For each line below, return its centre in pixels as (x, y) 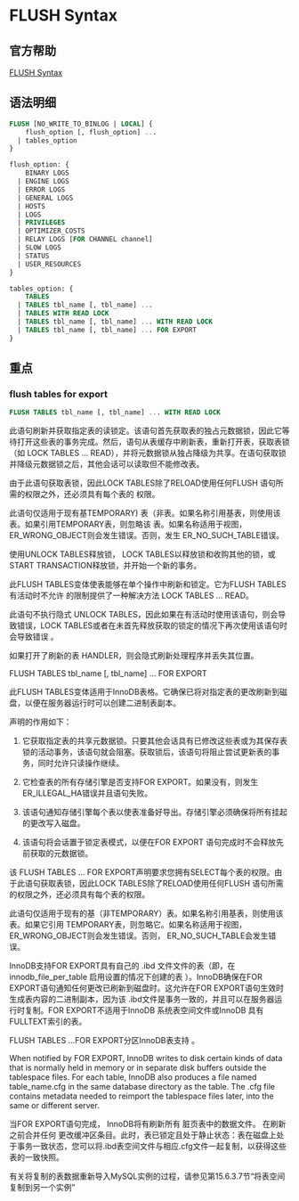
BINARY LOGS (47, 173)
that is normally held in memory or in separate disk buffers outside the (138, 1068)
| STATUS (33, 256)
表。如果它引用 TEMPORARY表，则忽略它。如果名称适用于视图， (128, 925)
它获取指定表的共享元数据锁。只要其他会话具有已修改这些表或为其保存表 (154, 741)
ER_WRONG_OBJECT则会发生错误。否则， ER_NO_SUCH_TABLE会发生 (139, 935)
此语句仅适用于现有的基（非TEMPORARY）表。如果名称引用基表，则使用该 (146, 913)
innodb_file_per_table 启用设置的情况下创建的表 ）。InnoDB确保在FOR (136, 977)
